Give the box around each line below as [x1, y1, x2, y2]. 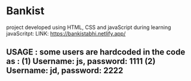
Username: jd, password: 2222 [6, 66, 124, 76]
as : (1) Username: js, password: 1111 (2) [6, 56, 156, 66]
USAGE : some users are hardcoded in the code [6, 47, 186, 57]
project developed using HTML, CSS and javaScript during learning [6, 24, 171, 31]
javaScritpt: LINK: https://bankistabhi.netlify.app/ [6, 30, 126, 37]
